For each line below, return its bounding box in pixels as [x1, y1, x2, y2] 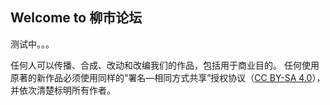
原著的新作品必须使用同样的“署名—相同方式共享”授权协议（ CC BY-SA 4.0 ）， [10, 71, 326, 83]
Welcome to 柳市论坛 [10, 9, 143, 27]
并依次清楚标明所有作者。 [10, 84, 116, 96]
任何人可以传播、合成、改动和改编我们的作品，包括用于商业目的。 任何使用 [10, 59, 320, 71]
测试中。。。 [10, 38, 55, 50]
